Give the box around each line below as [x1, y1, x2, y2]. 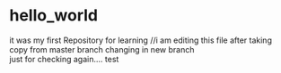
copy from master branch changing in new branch [9, 44, 195, 54]
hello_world [9, 5, 99, 26]
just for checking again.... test [9, 53, 119, 64]
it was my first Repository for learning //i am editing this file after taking [9, 35, 272, 45]
